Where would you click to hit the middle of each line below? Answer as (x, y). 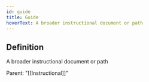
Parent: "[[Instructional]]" (37, 73)
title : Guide (22, 17)
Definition (25, 47)
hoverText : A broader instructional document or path (75, 23)
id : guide (19, 12)
